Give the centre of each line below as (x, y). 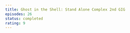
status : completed (24, 18)
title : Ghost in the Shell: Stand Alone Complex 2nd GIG (65, 9)
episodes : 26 (19, 14)
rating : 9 (15, 23)
